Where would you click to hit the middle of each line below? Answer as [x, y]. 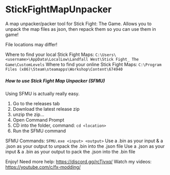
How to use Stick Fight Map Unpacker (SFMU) [55, 81]
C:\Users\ [106, 55]
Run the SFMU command [39, 131]
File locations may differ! [31, 44]
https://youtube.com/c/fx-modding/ [43, 167]
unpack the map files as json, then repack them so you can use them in [81, 29]
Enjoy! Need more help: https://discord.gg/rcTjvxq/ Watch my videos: [79, 161]
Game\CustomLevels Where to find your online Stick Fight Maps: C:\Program [83, 64]
